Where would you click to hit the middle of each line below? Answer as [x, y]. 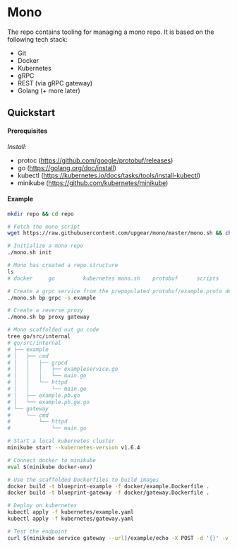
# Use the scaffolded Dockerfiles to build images [83, 480]
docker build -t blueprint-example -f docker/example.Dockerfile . [109, 486]
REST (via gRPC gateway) [55, 83]
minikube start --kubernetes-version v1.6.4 [74, 448]
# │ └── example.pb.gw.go [49, 402]
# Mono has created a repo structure [63, 266]
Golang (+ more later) [49, 90]
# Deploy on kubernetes [42, 506]
